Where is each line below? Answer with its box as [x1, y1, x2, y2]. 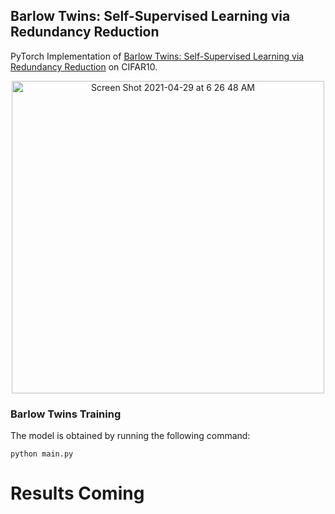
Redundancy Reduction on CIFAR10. [10, 60, 158, 73]
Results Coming [10, 482, 145, 505]
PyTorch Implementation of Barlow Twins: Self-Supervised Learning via [10, 50, 305, 62]
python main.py [10, 449, 74, 459]
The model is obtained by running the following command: [10, 430, 251, 442]
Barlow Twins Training [10, 407, 122, 421]
